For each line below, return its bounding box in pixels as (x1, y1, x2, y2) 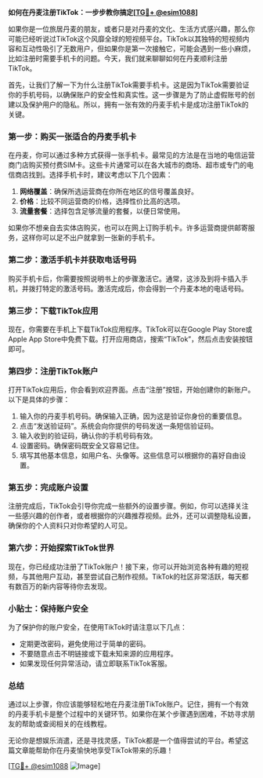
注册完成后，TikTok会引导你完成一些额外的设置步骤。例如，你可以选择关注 (8, 502, 249, 511)
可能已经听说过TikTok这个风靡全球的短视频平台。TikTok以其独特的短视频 (8, 35, 243, 43)
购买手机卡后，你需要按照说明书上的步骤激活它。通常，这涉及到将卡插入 (8, 274, 241, 283)
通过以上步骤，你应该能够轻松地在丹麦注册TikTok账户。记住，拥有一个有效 (8, 699, 249, 709)
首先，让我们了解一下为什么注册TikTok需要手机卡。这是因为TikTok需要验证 (8, 80, 250, 89)
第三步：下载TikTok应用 (8, 305, 99, 316)
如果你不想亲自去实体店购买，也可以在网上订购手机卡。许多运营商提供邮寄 (8, 223, 248, 232)
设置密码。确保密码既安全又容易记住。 (19, 441, 143, 451)
